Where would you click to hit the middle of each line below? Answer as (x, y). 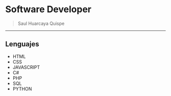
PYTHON (22, 89)
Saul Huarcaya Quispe (41, 23)
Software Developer (48, 9)
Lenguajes (22, 44)
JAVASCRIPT (26, 67)
